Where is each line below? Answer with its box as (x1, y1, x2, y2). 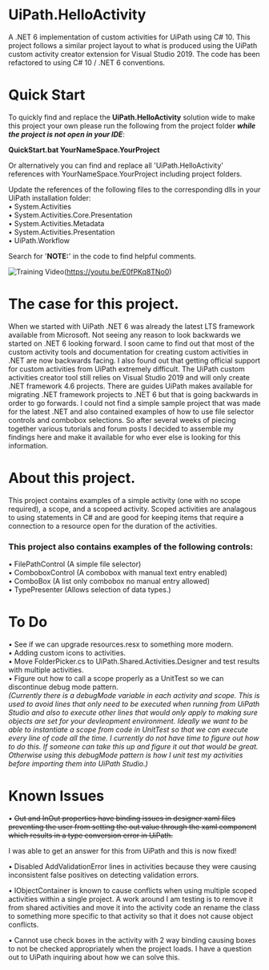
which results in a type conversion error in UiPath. (8, 830, 174, 840)
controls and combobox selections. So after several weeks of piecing (8, 415, 236, 424)
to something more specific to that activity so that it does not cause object (8, 911, 254, 920)
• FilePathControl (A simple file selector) (8, 559, 142, 569)
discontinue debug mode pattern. (8, 682, 118, 692)
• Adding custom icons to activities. (8, 647, 126, 657)
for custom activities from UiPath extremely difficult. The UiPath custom (8, 363, 246, 374)
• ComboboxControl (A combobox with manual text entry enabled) (8, 568, 228, 578)
